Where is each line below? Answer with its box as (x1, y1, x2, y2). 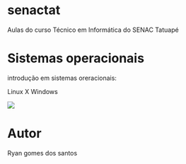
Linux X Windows (7, 87, 58, 95)
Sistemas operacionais (7, 50, 145, 66)
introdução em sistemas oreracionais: (7, 74, 117, 82)
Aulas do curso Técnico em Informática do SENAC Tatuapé (7, 25, 179, 34)
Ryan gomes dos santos (7, 148, 78, 157)
